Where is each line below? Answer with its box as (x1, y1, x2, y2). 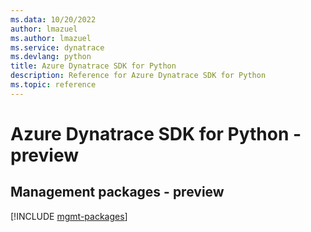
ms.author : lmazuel (10, 33, 92, 43)
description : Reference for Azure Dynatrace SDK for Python (10, 71, 267, 81)
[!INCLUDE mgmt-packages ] (10, 210, 128, 222)
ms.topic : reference (10, 80, 97, 90)
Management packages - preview (10, 184, 225, 201)
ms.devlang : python (10, 52, 92, 62)
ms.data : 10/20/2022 (10, 14, 97, 25)
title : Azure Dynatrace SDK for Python (10, 61, 177, 71)
